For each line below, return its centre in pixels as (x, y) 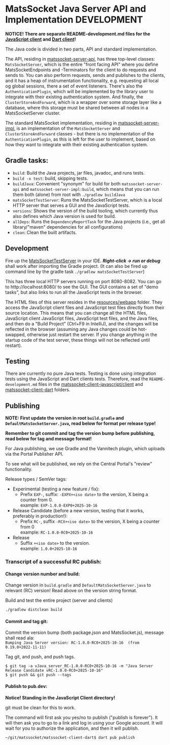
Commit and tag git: (27, 621)
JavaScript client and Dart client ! (41, 39)
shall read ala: (20, 638)
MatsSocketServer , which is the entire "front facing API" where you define (82, 64)
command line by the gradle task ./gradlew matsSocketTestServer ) (75, 271)
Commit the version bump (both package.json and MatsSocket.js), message (84, 632)
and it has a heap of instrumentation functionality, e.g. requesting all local (82, 80)
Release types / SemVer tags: (36, 479)
